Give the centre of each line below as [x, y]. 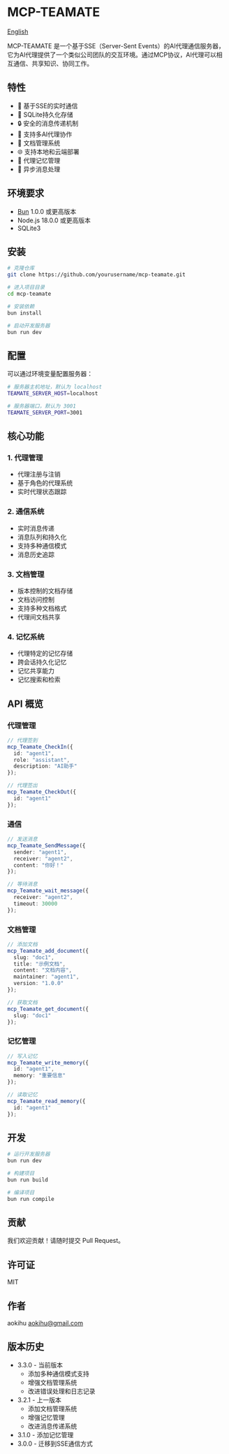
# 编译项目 [21, 1193]
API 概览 [25, 704]
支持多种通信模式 [42, 545]
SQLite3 [29, 228]
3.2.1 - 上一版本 [39, 1399]
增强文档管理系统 [52, 1382]
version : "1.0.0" [39, 984]
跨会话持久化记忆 [42, 662]
